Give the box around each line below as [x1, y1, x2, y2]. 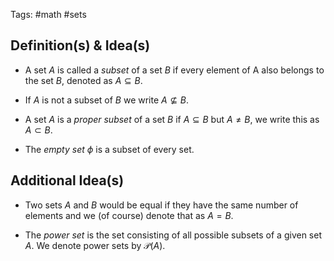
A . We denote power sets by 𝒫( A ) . [24, 239, 166, 251]
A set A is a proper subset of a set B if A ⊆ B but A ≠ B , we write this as [24, 113, 320, 125]
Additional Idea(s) [10, 172, 125, 189]
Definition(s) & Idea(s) [10, 37, 151, 54]
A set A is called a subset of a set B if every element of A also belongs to [24, 64, 325, 76]
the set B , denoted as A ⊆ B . [24, 74, 143, 86]
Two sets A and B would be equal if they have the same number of [24, 199, 299, 211]
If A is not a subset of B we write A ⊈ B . [24, 94, 190, 106]
